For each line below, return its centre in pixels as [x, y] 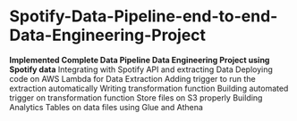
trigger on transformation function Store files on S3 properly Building [136, 97]
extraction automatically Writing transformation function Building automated [149, 88]
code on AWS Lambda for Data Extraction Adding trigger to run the [133, 78]
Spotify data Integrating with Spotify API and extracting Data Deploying [141, 69]
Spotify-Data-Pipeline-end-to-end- [144, 16]
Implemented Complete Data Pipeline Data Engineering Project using [140, 60]
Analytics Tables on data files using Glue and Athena [106, 107]
